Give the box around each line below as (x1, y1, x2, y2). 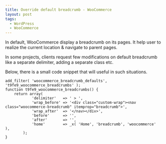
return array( (14, 92, 43, 96)
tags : (5, 16, 16, 21)
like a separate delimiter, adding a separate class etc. (5, 59, 114, 65)
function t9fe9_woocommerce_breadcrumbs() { (5, 87, 99, 92)
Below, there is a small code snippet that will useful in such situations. (5, 69, 148, 75)
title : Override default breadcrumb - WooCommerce (5, 7, 112, 12)
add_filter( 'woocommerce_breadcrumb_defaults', (5, 79, 108, 84)
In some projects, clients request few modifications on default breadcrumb (5, 54, 158, 60)
